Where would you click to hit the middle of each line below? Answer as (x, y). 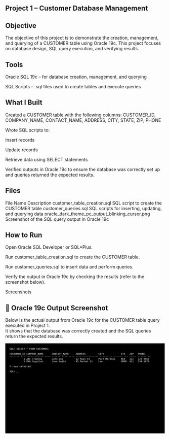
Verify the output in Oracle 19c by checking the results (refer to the (75, 277)
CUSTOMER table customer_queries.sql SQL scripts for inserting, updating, (83, 208)
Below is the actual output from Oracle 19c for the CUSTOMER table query (83, 320)
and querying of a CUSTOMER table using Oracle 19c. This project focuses (83, 43)
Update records (22, 150)
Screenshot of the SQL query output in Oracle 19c (57, 219)
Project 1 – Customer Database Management (77, 8)
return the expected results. (34, 336)
